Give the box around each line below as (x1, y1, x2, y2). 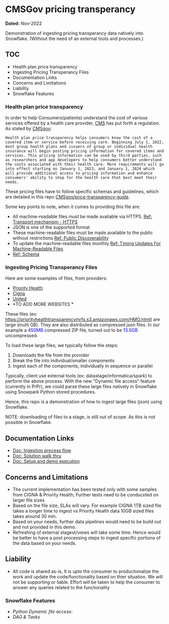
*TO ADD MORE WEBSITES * (12, 301, 74, 307)
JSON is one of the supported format (12, 224, 90, 230)
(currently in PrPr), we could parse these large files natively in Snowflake (5, 383, 157, 389)
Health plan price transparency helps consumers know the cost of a (5, 135, 153, 140)
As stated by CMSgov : (5, 126, 52, 132)
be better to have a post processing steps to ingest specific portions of (12, 534, 161, 540)
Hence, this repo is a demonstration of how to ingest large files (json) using (5, 399, 162, 405)
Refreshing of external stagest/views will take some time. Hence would (12, 529, 161, 535)
